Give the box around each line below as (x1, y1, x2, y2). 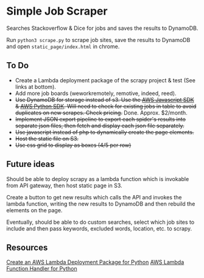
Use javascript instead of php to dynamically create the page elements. (15, 128, 194, 135)
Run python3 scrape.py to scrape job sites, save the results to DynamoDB (6, 36, 191, 43)
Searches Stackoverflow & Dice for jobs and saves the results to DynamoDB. (6, 24, 199, 32)
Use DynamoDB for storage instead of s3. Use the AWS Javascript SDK (15, 96, 194, 103)
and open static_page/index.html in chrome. (6, 43, 120, 50)
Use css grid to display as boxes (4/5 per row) (15, 141, 132, 149)
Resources (6, 242, 48, 252)
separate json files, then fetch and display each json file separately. (15, 122, 185, 129)
